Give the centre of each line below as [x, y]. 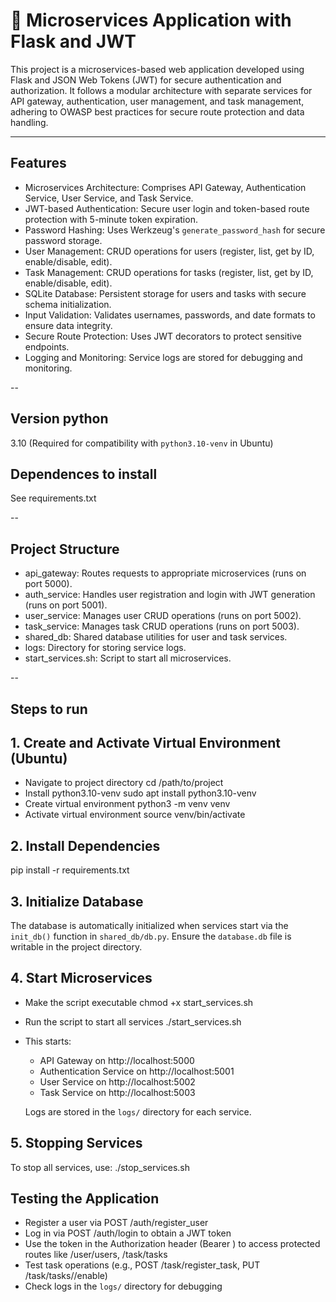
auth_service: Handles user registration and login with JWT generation [170, 595]
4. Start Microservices [81, 978]
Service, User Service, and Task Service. [109, 198]
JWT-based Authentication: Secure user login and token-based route [167, 208]
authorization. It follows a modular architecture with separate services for [161, 90]
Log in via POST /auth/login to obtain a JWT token [128, 1233]
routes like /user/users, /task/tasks [96, 1255]
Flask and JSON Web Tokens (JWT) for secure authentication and [146, 80]
